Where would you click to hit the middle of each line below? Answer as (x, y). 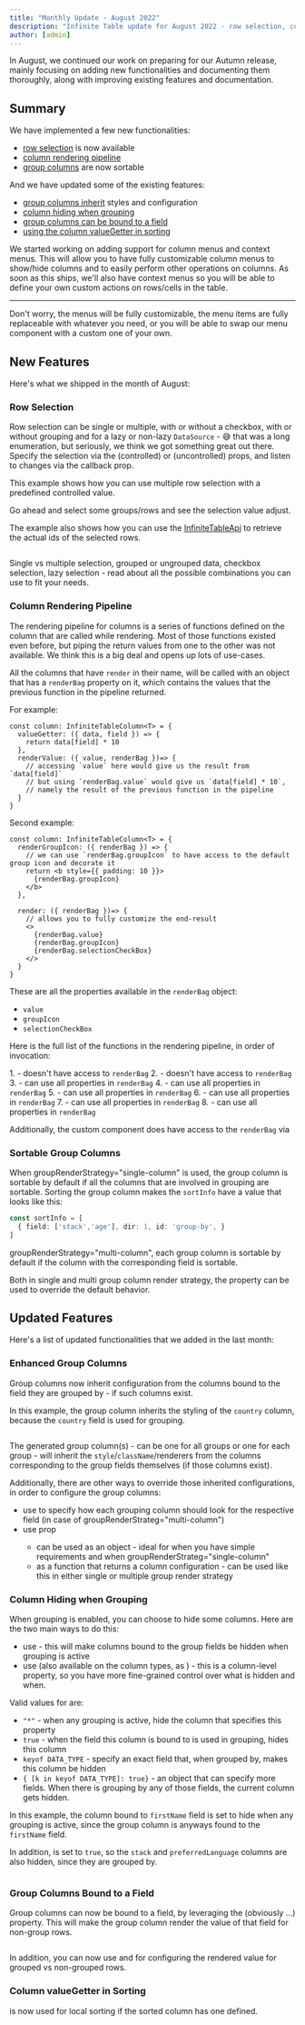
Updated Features (61, 1317)
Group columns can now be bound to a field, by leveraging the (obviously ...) (152, 1913)
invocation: (30, 1055)
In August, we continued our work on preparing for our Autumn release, (143, 61)
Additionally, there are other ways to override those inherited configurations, (152, 1482)
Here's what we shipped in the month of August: (100, 384)
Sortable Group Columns (65, 1152)
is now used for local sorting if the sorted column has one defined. (134, 2010)
